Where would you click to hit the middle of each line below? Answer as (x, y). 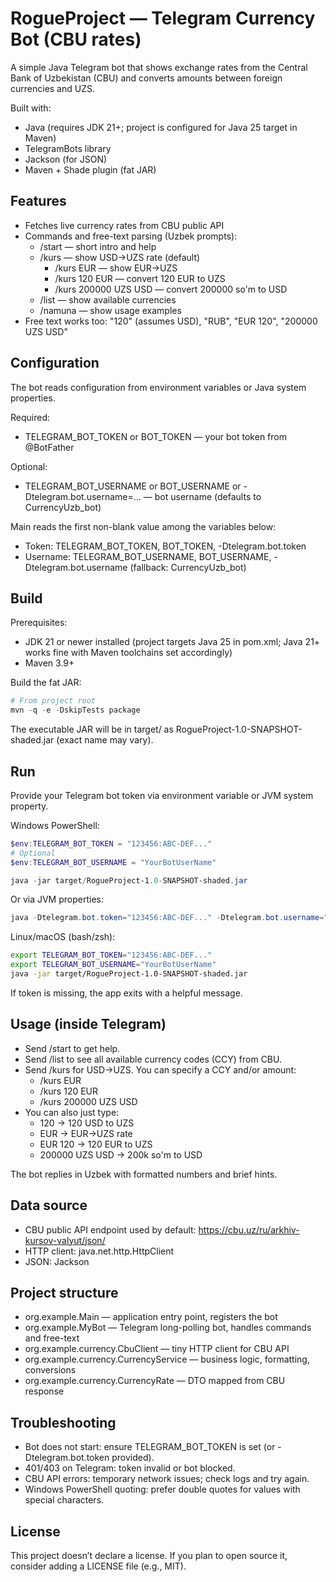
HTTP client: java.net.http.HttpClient (99, 1251)
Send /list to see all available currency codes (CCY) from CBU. (153, 1059)
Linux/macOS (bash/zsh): (63, 937)
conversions (50, 1370)
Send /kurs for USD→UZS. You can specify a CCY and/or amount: (160, 1069)
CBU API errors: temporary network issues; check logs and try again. (167, 1479)
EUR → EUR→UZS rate (86, 1133)
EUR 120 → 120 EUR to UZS (96, 1144)
